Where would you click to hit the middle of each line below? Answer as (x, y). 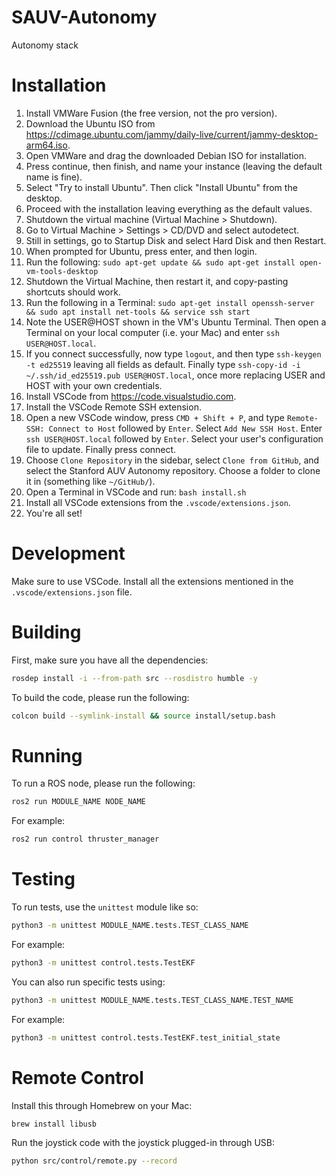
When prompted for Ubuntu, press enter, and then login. (141, 251)
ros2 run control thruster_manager (85, 839)
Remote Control (77, 1077)
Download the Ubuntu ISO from (90, 123)
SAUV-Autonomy (84, 17)
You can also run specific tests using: (88, 982)
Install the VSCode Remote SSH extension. (113, 407)
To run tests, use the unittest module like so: (105, 907)
